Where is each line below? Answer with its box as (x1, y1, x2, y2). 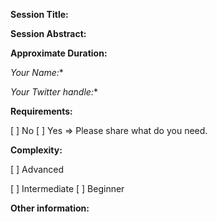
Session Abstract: (10, 28, 87, 39)
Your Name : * (10, 67, 64, 78)
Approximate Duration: (10, 47, 108, 59)
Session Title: (10, 9, 69, 20)
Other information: (10, 202, 90, 214)
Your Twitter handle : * (10, 86, 98, 98)
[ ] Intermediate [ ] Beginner (10, 183, 125, 194)
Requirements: (10, 105, 73, 117)
